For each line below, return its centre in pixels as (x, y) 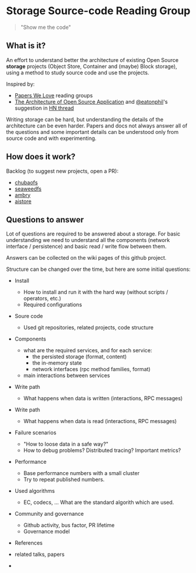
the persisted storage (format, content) (79, 357)
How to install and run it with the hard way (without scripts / (96, 292)
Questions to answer (45, 220)
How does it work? (41, 157)
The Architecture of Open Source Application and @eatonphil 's (91, 101)
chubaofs (26, 182)
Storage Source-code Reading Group (98, 11)
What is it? (26, 46)
